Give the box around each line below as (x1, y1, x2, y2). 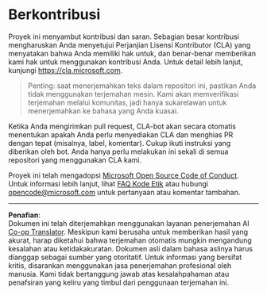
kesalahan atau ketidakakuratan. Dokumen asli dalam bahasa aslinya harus (8, 243, 253, 253)
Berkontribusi (8, 6, 101, 24)
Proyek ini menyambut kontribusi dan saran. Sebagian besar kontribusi (8, 32, 240, 41)
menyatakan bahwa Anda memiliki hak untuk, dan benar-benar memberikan (8, 48, 257, 58)
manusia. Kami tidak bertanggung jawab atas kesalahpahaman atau (8, 269, 230, 278)
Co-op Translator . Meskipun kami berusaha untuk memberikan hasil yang (8, 227, 249, 236)
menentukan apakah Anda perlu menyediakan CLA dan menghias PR (8, 129, 234, 140)
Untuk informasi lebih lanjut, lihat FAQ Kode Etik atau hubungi (8, 178, 209, 188)
